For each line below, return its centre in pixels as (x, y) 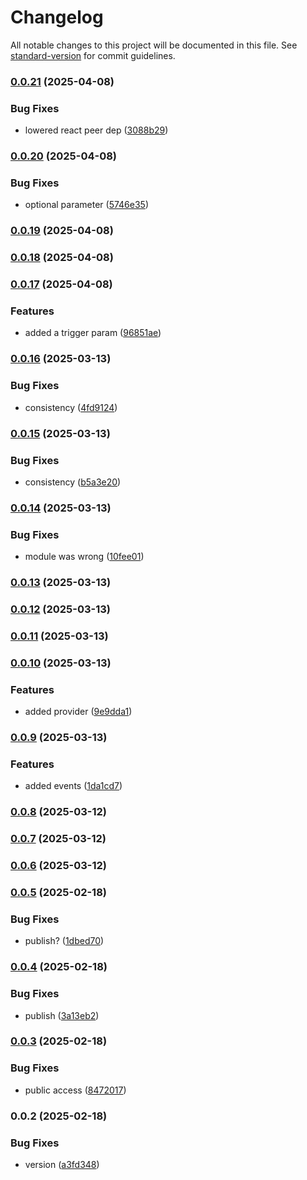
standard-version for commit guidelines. (93, 55)
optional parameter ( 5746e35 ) (87, 205)
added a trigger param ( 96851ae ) (93, 333)
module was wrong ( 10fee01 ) (84, 557)
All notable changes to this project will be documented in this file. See (154, 45)
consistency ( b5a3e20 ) (73, 482)
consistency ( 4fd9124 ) (71, 407)
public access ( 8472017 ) (75, 1090)
